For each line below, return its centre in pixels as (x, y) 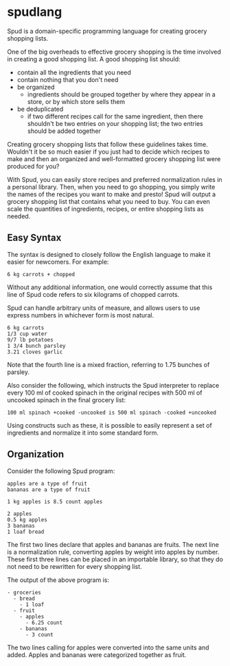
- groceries (24, 592)
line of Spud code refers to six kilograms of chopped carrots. (93, 294)
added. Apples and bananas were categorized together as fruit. (97, 654)
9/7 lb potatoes (30, 340)
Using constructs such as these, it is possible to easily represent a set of (110, 425)
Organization (35, 454)
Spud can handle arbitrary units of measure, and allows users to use (104, 308)
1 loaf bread (26, 532)
